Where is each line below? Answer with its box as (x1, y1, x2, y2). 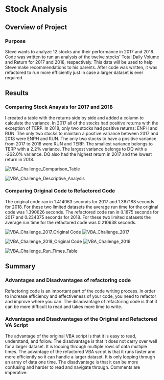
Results (5, 89, 29, 97)
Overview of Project (5, 23, 68, 31)
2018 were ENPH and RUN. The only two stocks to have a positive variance (5, 136, 157, 142)
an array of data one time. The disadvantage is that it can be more (5, 359, 139, 365)
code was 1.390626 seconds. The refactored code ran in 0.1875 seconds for (5, 209, 159, 215)
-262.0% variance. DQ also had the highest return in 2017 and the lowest (5, 151, 152, 157)
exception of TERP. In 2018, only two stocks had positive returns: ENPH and (5, 125, 158, 131)
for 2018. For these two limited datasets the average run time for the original (5, 204, 159, 210)
